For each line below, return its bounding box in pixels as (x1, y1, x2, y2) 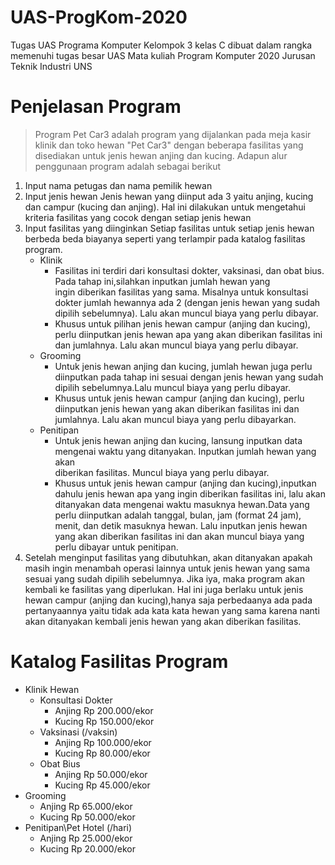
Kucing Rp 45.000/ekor (54, 779, 151, 791)
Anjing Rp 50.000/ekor (54, 768, 148, 780)
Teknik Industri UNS (10, 60, 93, 72)
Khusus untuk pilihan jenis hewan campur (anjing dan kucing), (54, 317, 311, 330)
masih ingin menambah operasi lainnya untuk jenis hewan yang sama (24, 562, 311, 574)
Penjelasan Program (10, 96, 182, 118)
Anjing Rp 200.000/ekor (54, 704, 154, 716)
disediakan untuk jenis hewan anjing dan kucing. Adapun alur (34, 149, 288, 161)
